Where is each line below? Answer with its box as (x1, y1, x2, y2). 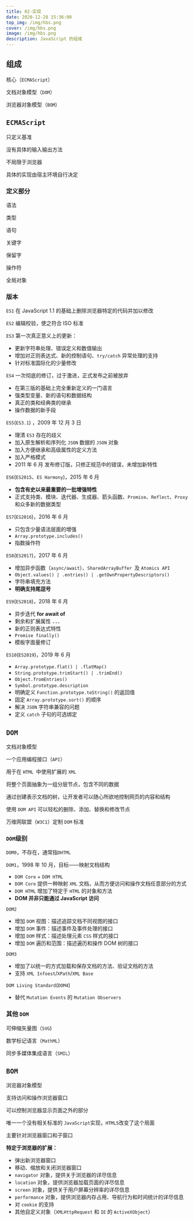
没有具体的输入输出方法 (6, 145, 63, 153)
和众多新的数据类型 (14, 501, 62, 508)
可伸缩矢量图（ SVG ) (6, 1024, 52, 1031)
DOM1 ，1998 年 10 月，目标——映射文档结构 (6, 861, 110, 868)
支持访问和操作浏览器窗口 (6, 1094, 68, 1101)
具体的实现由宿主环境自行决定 (6, 171, 78, 178)
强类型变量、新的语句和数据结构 (14, 392, 92, 399)
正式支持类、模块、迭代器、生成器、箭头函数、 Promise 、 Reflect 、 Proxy (14, 493, 188, 500)
